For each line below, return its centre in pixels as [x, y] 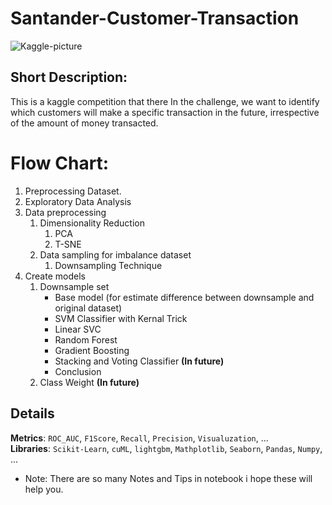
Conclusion [78, 371]
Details [32, 413]
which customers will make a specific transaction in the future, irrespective [165, 112]
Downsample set [74, 286]
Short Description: [69, 77]
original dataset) [88, 308]
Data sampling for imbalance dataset [115, 254]
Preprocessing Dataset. [73, 191]
